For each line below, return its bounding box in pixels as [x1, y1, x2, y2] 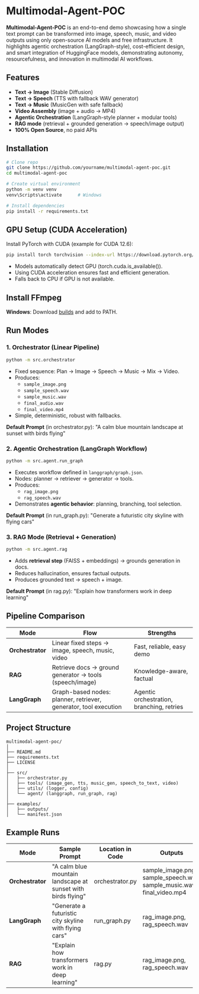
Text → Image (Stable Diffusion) [14, 88, 94, 96]
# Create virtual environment [6, 181, 81, 187]
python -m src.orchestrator [6, 356, 76, 363]
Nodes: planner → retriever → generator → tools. [14, 475, 134, 482]
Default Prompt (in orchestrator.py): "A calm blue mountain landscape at [6, 423, 184, 430]
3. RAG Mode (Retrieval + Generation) [6, 533, 117, 541]
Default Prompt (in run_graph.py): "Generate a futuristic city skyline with [6, 512, 184, 519]
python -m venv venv [6, 187, 57, 193]
